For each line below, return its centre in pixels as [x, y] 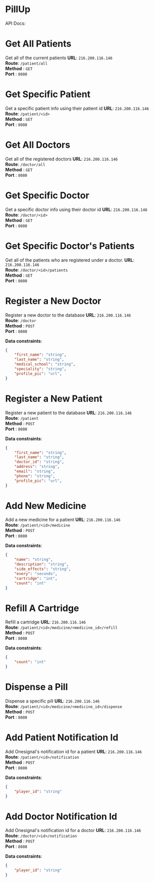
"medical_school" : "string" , [45, 364]
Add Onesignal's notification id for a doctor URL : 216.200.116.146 [73, 830]
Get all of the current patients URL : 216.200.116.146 [59, 58]
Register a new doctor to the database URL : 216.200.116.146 [68, 315]
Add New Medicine [46, 505]
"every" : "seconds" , [36, 574]
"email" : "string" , [35, 471]
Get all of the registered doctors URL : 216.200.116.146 [62, 159]
